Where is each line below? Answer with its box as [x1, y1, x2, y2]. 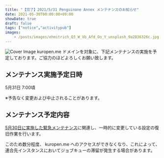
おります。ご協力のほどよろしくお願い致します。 [18, 54, 116, 60]
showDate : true [5, 16, 36, 21]
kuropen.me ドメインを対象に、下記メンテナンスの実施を [36, 49, 153, 54]
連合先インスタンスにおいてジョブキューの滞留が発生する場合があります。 [5, 147, 155, 153]
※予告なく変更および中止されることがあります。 [5, 95, 102, 101]
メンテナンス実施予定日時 [5, 71, 82, 79]
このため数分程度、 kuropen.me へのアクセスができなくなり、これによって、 [5, 141, 160, 147]
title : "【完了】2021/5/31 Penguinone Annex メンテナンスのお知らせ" [5, 7, 139, 12]
